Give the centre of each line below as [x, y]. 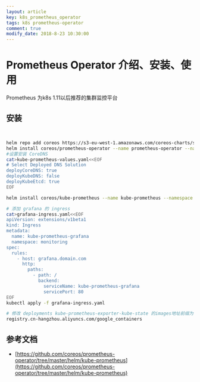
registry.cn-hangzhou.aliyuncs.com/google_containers [74, 319]
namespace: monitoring [40, 242]
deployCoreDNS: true [32, 170]
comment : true [24, 28]
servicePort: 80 [64, 292]
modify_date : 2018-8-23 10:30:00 [48, 34]
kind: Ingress [24, 225]
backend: [49, 281]
